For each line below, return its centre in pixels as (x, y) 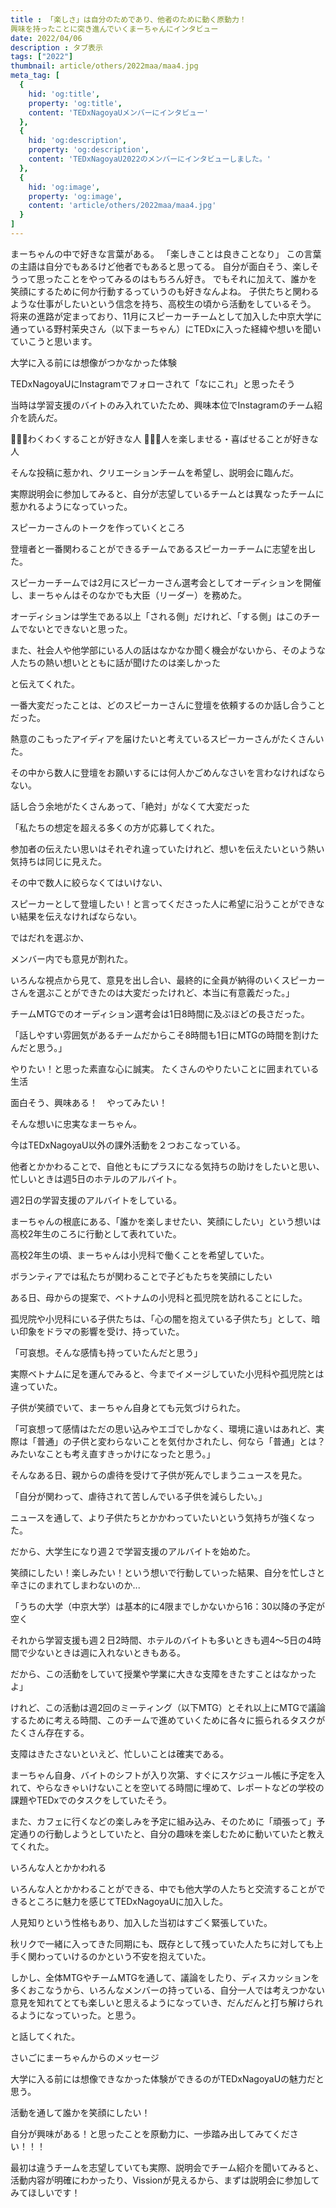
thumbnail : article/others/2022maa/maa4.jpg (104, 66)
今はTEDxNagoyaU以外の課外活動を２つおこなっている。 (128, 1145)
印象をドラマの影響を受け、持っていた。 (101, 1331)
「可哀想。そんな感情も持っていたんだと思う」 (106, 1352)
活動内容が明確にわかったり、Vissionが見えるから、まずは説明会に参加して (165, 2180)
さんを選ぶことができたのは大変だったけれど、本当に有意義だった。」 (152, 992)
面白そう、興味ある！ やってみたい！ (89, 1102)
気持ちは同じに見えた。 (58, 861)
